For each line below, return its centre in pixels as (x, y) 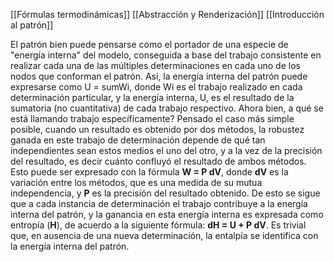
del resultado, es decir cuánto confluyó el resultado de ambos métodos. (158, 161)
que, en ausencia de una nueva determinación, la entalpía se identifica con (164, 235)
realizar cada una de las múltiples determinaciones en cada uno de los (155, 65)
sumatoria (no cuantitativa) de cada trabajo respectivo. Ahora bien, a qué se (167, 108)
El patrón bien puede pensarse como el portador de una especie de (149, 44)
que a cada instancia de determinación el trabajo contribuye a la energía (159, 203)
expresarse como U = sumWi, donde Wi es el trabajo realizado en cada (156, 87)
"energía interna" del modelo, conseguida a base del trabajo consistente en (166, 55)
